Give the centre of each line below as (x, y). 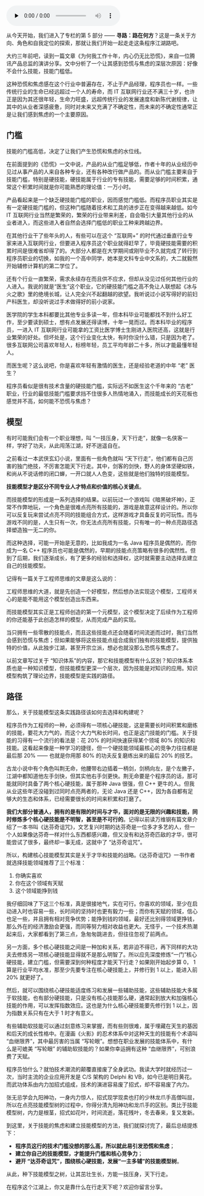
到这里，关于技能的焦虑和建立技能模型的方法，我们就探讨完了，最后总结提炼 (102, 1126)
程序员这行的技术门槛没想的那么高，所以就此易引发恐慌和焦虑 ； (95, 1146)
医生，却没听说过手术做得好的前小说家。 (67, 301)
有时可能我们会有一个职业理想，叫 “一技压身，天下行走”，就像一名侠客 (95, 438)
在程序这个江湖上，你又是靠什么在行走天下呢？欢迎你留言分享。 (86, 1187)
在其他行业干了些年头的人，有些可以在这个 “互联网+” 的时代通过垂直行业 (97, 235)
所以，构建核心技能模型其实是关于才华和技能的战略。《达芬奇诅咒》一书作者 (101, 855)
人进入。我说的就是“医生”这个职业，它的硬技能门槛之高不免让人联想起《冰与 (102, 286)
